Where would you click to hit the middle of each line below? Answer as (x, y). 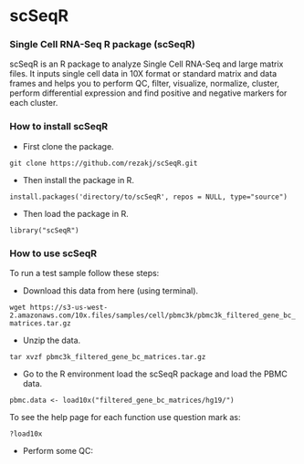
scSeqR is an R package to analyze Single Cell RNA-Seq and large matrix (147, 64)
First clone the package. (68, 146)
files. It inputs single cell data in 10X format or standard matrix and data (143, 74)
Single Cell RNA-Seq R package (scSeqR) (103, 45)
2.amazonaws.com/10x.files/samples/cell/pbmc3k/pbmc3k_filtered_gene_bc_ (153, 315)
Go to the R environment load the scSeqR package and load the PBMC (155, 374)
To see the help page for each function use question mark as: (125, 418)
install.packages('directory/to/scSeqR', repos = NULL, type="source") (148, 197)
